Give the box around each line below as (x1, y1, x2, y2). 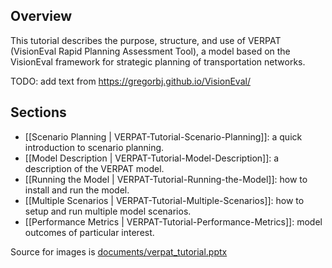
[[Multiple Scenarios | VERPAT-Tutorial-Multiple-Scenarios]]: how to (24, 194, 305, 206)
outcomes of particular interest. (24, 226, 155, 238)
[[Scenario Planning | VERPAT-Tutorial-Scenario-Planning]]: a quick (24, 130, 303, 143)
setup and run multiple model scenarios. (24, 205, 192, 217)
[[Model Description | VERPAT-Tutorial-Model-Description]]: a (24, 152, 280, 164)
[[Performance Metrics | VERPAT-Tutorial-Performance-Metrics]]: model (24, 215, 323, 228)
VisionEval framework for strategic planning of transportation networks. (10, 55, 306, 68)
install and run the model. (24, 184, 130, 196)
